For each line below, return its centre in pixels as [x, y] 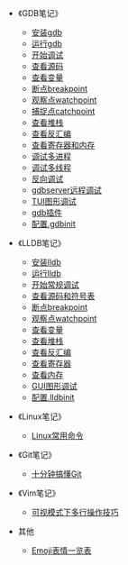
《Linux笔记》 [41, 416]
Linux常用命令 [57, 436]
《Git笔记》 [37, 455]
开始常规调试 [55, 285]
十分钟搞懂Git [57, 474]
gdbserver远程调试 [66, 190]
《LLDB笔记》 [41, 243]
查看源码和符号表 [63, 296]
